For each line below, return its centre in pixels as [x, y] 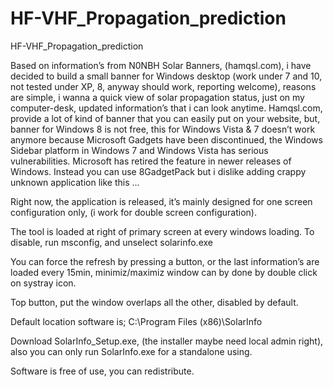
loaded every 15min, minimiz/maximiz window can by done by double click [164, 272]
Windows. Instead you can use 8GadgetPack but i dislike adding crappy [158, 171]
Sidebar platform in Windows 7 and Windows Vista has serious [139, 150]
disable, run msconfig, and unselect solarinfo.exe [111, 242]
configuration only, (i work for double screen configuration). [133, 212]
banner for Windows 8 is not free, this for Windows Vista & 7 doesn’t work [163, 129]
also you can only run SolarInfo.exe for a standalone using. [131, 351]
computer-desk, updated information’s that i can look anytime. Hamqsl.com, [166, 108]
